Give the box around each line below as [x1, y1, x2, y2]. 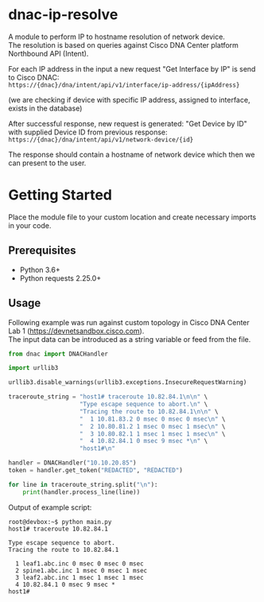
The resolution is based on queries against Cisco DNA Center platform [8, 40, 239, 49]
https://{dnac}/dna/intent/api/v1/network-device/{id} [8, 135, 194, 144]
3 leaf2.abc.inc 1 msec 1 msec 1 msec [15, 573, 145, 581]
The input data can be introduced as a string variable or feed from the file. [8, 334, 251, 344]
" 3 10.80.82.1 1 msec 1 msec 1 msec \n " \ [79, 429, 226, 438]
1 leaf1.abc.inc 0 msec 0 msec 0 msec [15, 559, 145, 568]
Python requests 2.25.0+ [19, 273, 102, 283]
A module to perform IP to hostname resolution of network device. [8, 32, 225, 41]
